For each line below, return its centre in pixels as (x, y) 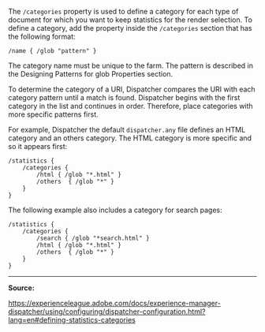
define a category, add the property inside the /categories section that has (130, 28)
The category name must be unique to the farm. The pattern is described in (131, 65)
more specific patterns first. (53, 114)
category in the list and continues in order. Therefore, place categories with (131, 106)
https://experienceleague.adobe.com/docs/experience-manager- (114, 303)
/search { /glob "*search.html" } (93, 238)
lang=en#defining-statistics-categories (72, 320)
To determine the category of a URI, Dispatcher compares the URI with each (132, 89)
